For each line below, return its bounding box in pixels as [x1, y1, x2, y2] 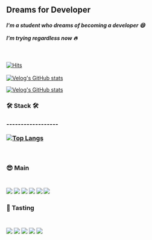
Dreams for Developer [6, 5, 91, 15]
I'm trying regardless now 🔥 [6, 34, 78, 42]
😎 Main [6, 163, 30, 172]
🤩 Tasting [6, 203, 34, 212]
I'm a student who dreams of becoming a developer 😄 [6, 21, 146, 29]
